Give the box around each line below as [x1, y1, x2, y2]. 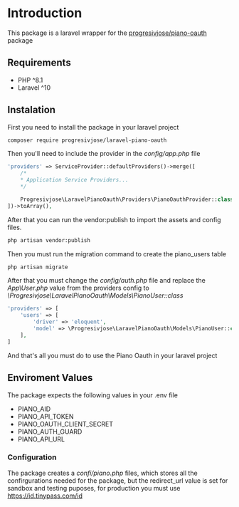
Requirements [7, 57, 71, 69]
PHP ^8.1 [17, 75, 43, 84]
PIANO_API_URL [17, 434, 65, 443]
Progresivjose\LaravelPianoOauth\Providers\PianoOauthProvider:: [20, 196, 218, 203]
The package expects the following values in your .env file [7, 390, 178, 399]
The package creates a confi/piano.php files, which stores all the [7, 469, 198, 477]
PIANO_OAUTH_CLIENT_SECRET [17, 419, 114, 428]
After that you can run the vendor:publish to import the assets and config [7, 215, 222, 224]
